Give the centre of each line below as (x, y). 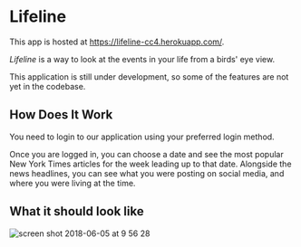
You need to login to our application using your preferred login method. (142, 137)
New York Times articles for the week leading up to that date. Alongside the (150, 164)
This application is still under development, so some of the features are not (149, 76)
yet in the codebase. (48, 86)
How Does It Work (61, 115)
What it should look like (77, 211)
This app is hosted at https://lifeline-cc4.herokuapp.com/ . (117, 42)
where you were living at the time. (73, 183)
